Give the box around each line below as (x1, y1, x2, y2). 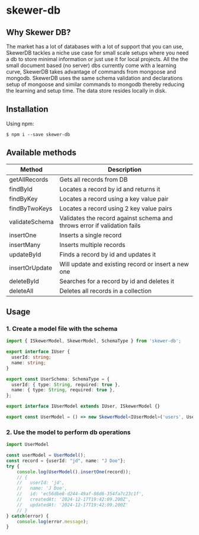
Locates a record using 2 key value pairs (59, 204, 172, 213)
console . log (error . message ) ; (17, 518, 89, 524)
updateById (9, 250, 41, 258)
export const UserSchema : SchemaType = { (6, 376, 110, 382)
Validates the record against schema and (59, 214, 173, 222)
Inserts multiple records (59, 240, 126, 249)
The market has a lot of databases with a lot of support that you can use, (6, 43, 184, 50)
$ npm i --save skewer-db (6, 131, 70, 137)
